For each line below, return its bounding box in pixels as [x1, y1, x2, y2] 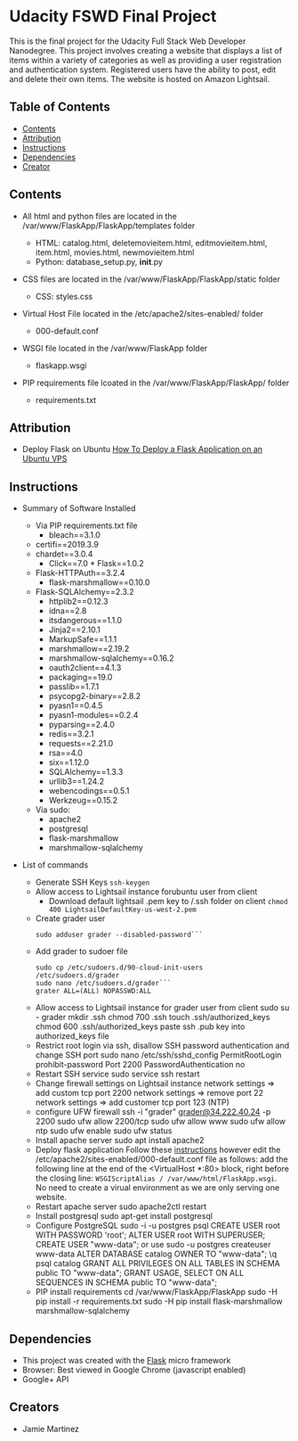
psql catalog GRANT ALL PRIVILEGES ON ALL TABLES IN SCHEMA [35, 1258, 280, 1269]
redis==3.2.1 [48, 729, 94, 739]
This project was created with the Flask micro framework [21, 1355, 231, 1365]
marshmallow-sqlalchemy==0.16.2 [48, 653, 175, 663]
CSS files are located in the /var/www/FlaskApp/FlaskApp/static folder [21, 274, 281, 284]
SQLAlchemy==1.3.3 [48, 767, 124, 778]
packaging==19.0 [48, 671, 113, 683]
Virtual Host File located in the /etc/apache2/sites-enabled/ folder [21, 308, 264, 318]
